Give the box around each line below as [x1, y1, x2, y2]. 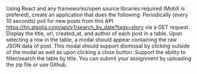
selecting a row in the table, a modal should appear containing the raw [6, 36, 177, 43]
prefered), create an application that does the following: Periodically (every [6, 11, 188, 18]
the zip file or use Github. [6, 61, 68, 68]
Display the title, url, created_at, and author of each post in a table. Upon [6, 30, 183, 37]
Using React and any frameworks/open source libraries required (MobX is [6, 5, 185, 12]
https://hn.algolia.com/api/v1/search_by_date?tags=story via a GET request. [6, 23, 190, 31]
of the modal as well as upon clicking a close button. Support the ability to [6, 49, 186, 55]
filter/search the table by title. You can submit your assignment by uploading [6, 55, 192, 62]
